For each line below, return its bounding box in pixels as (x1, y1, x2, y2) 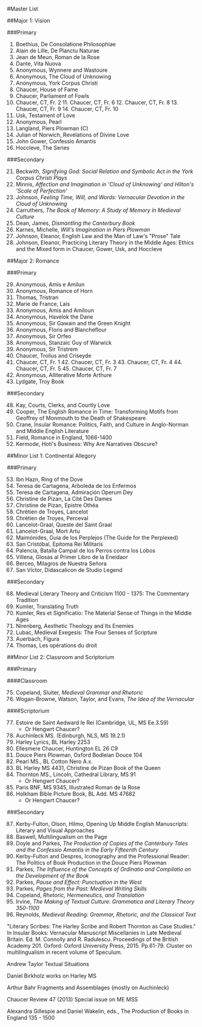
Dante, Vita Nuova (15, 60, 61, 67)
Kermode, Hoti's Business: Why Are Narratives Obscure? (15, 440, 158, 447)
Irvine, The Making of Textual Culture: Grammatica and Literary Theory (15, 898, 195, 905)
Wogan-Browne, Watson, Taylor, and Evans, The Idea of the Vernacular (15, 696, 195, 702)
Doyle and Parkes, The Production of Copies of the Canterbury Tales (15, 840, 189, 847)
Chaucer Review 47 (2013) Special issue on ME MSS (7, 996, 138, 1003)
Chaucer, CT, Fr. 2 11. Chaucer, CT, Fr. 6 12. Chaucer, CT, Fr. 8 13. (15, 99, 178, 106)
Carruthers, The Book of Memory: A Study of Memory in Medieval (15, 206, 181, 214)
